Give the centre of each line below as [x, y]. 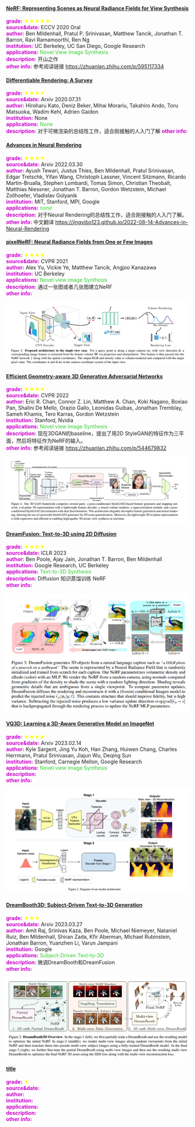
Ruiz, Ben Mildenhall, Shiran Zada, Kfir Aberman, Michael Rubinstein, [89, 936]
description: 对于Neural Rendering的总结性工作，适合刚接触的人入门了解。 [97, 215]
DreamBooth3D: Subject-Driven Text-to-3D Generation [74, 905]
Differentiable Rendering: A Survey [49, 80]
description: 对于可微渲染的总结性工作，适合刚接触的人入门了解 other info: [97, 131]
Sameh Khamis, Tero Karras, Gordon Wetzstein [63, 414]
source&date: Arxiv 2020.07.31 [43, 99]
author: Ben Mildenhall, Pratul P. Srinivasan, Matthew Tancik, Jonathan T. [95, 34]
